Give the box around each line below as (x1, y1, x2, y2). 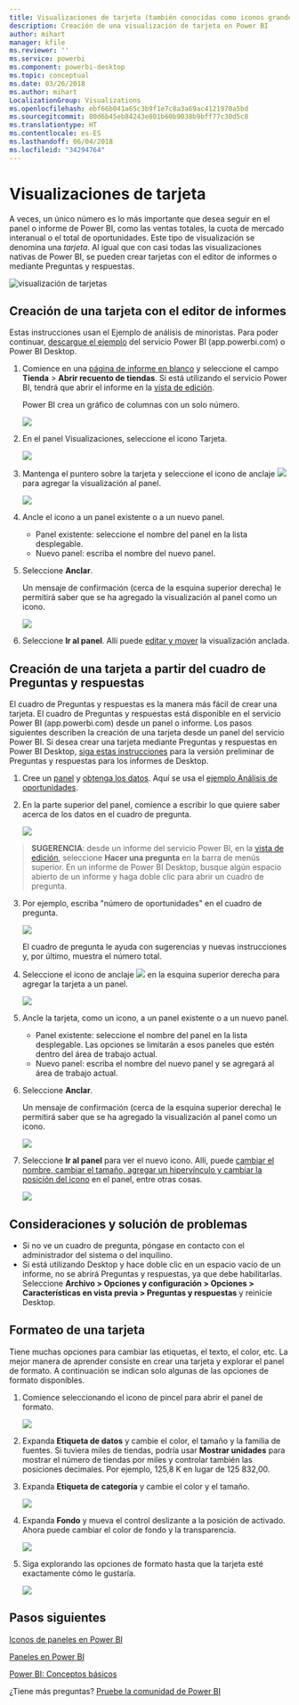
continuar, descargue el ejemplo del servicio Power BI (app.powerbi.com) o (9, 337, 286, 347)
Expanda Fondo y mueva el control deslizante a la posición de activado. (21, 1514, 287, 1525)
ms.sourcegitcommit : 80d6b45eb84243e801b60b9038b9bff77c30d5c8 (9, 112, 249, 121)
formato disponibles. (9, 1375, 85, 1385)
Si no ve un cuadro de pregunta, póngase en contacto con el (21, 1240, 245, 1251)
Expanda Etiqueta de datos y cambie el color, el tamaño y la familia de (21, 1435, 281, 1446)
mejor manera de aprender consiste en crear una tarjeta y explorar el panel (9, 1355, 285, 1367)
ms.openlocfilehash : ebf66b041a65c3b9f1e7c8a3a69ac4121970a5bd (9, 104, 249, 113)
